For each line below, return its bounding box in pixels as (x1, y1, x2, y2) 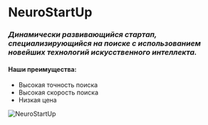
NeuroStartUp (8, 4, 93, 21)
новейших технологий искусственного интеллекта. (8, 48, 197, 58)
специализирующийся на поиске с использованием (8, 38, 202, 48)
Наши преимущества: (8, 65, 77, 73)
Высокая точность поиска (18, 81, 98, 89)
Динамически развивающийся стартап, (8, 30, 157, 40)
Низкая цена (18, 96, 57, 104)
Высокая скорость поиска (18, 88, 99, 97)
